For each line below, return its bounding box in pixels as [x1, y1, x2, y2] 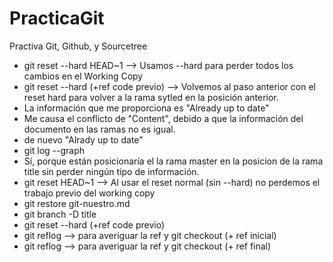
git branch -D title [23, 208, 97, 220]
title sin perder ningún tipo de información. [23, 165, 200, 177]
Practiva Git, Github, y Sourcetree [9, 40, 148, 52]
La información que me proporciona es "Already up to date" [23, 102, 270, 114]
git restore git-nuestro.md [23, 197, 131, 209]
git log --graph [23, 144, 86, 156]
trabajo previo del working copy [23, 187, 156, 199]
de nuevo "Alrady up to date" [23, 133, 144, 146]
